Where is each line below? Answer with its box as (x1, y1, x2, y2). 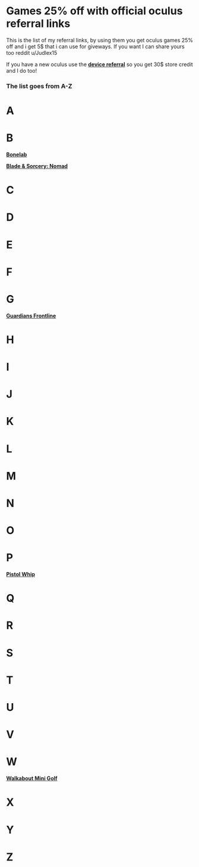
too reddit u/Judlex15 (6, 49, 58, 56)
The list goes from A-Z (6, 82, 72, 90)
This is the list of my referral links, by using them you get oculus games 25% (6, 36, 194, 43)
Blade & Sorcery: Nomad (6, 162, 68, 169)
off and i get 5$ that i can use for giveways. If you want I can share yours (6, 43, 185, 50)
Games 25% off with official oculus (6, 4, 183, 18)
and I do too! (6, 67, 37, 74)
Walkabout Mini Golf (6, 775, 58, 782)
